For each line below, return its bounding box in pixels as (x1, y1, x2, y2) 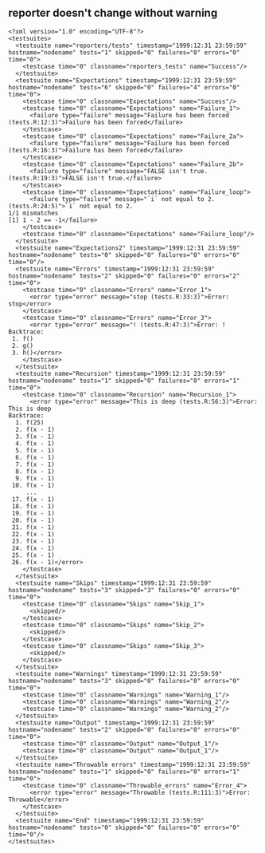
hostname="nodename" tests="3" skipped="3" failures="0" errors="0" (8, 586, 240, 594)
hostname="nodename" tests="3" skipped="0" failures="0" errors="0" (8, 677, 240, 685)
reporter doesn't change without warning (8, 6, 218, 20)
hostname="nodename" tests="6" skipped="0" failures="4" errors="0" (8, 83, 240, 91)
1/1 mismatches (8, 209, 59, 217)
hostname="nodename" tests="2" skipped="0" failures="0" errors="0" (8, 725, 240, 733)
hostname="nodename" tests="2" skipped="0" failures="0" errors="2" (8, 271, 240, 280)
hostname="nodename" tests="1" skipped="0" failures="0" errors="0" (8, 48, 240, 57)
